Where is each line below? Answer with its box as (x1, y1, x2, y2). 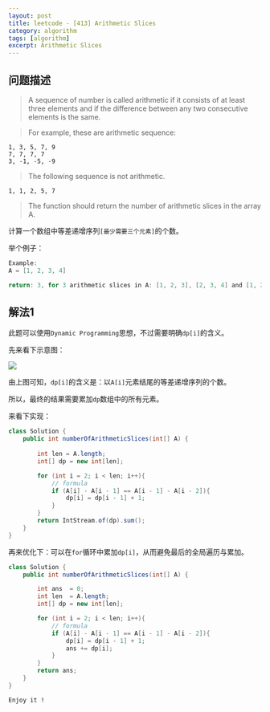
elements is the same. (27, 112, 101, 121)
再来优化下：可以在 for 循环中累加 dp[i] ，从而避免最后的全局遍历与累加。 (8, 547, 249, 556)
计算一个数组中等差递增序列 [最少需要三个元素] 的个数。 (8, 226, 183, 235)
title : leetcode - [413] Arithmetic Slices (8, 19, 157, 27)
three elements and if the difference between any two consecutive (27, 104, 248, 113)
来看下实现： (8, 411, 51, 421)
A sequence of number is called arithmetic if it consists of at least (27, 95, 246, 104)
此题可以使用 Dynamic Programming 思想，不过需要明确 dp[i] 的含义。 (8, 328, 229, 338)
